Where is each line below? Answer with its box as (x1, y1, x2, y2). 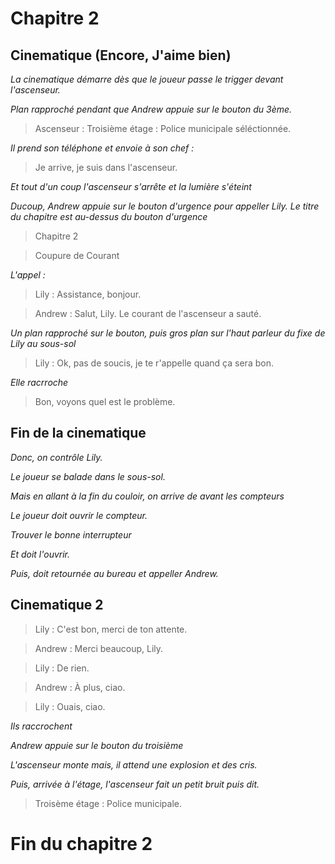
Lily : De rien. (34, 662, 90, 674)
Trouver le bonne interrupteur (10, 528, 132, 541)
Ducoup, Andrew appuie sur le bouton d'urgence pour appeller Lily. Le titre (10, 200, 320, 212)
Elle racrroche (10, 377, 69, 388)
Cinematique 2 (10, 597, 104, 614)
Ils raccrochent (10, 720, 73, 732)
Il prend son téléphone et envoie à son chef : (10, 142, 195, 154)
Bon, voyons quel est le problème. (34, 396, 176, 407)
